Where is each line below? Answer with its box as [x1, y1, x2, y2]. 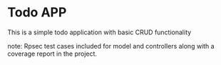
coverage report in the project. [7, 49, 98, 58]
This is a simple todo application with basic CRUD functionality [7, 28, 192, 36]
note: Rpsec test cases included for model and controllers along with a [7, 41, 215, 50]
